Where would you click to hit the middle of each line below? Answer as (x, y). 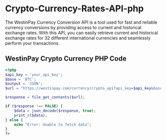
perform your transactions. (32, 43)
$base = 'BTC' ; (21, 79)
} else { (14, 120)
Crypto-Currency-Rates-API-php (75, 9)
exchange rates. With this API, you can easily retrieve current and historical (82, 33)
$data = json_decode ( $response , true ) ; (55, 111)
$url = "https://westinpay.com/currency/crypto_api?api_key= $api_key (78, 88)
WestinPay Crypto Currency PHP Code (66, 59)
